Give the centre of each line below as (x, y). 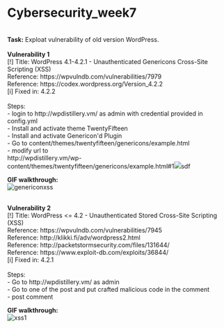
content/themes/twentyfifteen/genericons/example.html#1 (91, 166)
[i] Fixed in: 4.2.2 (31, 91)
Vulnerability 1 (29, 54)
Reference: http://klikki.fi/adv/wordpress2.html (74, 237)
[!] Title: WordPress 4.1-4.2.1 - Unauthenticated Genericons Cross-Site (108, 61)
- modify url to (28, 150)
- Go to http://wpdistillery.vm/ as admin (63, 282)
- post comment (30, 297)
